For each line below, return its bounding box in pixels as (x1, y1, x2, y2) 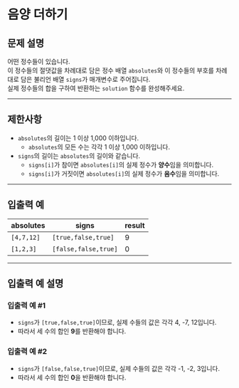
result (124, 220, 145, 230)
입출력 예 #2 (7, 347, 48, 357)
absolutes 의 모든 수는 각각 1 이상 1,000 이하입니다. (28, 142, 171, 151)
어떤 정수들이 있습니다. (7, 58, 70, 65)
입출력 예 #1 (7, 300, 46, 310)
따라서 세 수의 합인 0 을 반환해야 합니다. (17, 373, 127, 382)
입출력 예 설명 (7, 278, 64, 290)
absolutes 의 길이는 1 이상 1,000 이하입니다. (17, 133, 139, 142)
